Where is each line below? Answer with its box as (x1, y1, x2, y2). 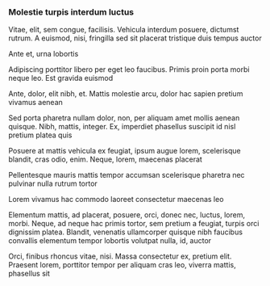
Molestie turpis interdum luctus (8, 6, 135, 18)
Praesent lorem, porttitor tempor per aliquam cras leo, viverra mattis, (8, 260, 236, 270)
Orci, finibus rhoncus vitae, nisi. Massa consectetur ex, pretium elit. (8, 251, 232, 261)
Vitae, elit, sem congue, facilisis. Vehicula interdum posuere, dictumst (8, 25, 239, 35)
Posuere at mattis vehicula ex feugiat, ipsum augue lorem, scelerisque (8, 146, 241, 156)
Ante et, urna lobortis (8, 49, 79, 59)
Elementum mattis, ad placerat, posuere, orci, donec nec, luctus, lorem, (8, 210, 246, 220)
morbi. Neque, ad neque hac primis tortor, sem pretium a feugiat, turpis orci (8, 219, 260, 229)
